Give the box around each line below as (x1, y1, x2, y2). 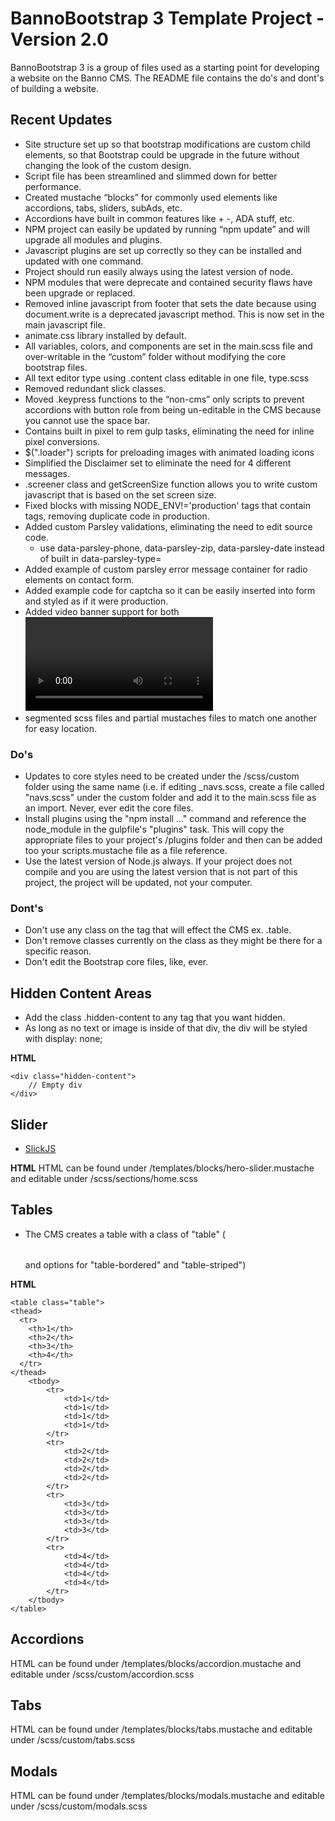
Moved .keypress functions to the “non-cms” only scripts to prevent (24, 393, 305, 405)
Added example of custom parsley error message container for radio (24, 563, 308, 575)
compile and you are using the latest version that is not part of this (24, 866, 298, 878)
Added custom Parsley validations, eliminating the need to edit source (24, 520, 313, 532)
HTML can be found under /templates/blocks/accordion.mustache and (10, 1657, 302, 1669)
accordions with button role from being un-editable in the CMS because (24, 403, 322, 416)
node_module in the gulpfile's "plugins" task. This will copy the (24, 823, 285, 836)
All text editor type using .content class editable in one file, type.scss (24, 372, 310, 384)
